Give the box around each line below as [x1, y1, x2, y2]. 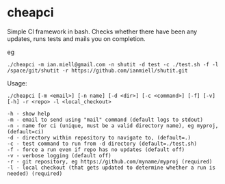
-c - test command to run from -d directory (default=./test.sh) [7, 140, 197, 147]
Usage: [7, 79, 27, 87]
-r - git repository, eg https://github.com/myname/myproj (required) [7, 158, 213, 165]
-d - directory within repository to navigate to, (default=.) [7, 134, 191, 141]
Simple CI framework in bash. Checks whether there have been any [7, 27, 198, 36]
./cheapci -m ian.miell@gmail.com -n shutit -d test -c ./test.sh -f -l [7, 61, 219, 68]
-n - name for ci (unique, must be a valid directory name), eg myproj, [7, 122, 219, 129]
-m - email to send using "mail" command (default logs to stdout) [7, 116, 204, 123]
